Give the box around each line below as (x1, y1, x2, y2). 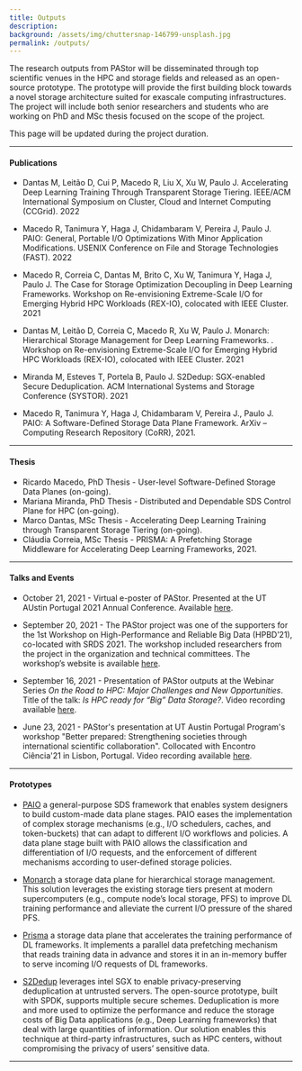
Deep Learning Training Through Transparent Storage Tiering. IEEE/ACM (22, 186, 292, 198)
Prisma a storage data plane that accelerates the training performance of (22, 930, 293, 941)
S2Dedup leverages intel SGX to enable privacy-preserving (22, 976, 242, 987)
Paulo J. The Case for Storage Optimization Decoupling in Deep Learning (22, 279, 293, 290)
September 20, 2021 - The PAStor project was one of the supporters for (22, 619, 289, 631)
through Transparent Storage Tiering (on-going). (22, 524, 203, 535)
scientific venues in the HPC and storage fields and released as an (9, 73, 256, 84)
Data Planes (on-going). (22, 486, 111, 496)
